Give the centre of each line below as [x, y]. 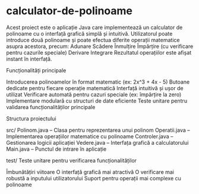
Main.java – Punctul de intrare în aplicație [56, 149]
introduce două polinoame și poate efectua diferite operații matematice [93, 40]
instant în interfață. [29, 59]
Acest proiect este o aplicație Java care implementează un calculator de [94, 27]
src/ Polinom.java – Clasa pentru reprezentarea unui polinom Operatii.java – [98, 130]
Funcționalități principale [36, 70]
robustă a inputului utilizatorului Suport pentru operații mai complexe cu [94, 178]
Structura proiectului [31, 118]
